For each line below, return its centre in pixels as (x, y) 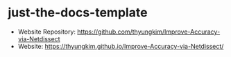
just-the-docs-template (78, 13)
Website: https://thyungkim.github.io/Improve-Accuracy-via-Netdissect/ (121, 46)
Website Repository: (46, 32)
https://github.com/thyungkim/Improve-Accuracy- (148, 32)
